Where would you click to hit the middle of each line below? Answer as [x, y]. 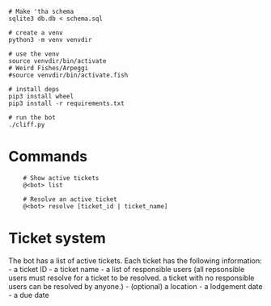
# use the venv [34, 54]
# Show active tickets [61, 178]
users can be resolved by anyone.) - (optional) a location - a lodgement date [135, 286]
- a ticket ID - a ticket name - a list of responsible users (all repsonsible [127, 269]
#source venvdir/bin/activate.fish [68, 75]
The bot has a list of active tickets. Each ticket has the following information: [135, 260]
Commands [48, 157]
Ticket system [57, 239]
